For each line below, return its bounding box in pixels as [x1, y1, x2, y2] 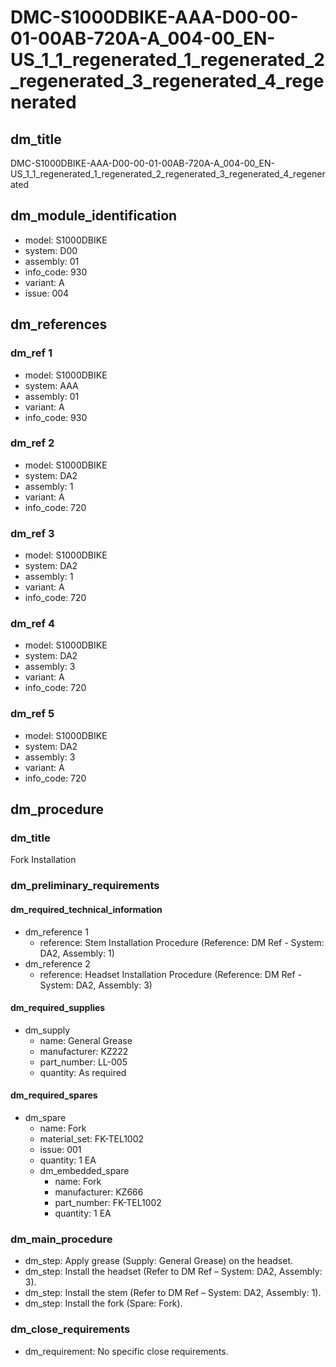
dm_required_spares [10, 1089, 98, 1101]
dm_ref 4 [10, 617, 56, 631]
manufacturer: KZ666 [54, 1186, 144, 1198]
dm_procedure [10, 801, 104, 818]
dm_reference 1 [24, 926, 89, 938]
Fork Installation [10, 854, 77, 866]
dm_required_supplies [10, 1002, 106, 1014]
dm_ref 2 [10, 436, 55, 450]
